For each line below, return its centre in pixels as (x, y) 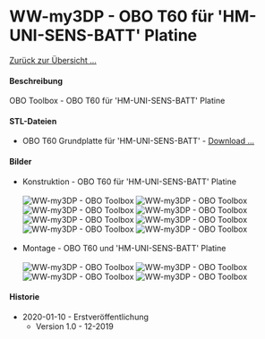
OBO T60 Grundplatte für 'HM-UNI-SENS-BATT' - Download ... (138, 141)
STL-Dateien (33, 121)
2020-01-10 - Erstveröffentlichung (85, 317)
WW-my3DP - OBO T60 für (112, 17)
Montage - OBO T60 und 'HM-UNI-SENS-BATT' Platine (124, 248)
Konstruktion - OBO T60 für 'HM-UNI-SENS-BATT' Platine (129, 182)
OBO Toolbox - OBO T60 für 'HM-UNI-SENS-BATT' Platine (117, 101)
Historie (25, 297)
